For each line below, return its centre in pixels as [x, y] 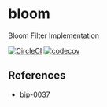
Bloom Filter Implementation [54, 35]
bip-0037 [35, 94]
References [37, 76]
